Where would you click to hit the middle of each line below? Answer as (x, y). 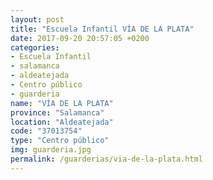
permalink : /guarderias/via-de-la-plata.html (106, 159)
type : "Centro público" (60, 141)
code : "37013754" (46, 131)
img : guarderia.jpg (51, 150)
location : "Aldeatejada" (62, 122)
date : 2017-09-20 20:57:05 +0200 (80, 38)
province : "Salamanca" (57, 112)
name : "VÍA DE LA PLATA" (62, 103)
